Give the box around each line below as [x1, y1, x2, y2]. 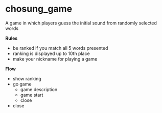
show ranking [12, 75, 42, 81]
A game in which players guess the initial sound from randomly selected [5, 20, 157, 26]
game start [20, 92, 43, 98]
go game [12, 81, 32, 87]
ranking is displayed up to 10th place [12, 50, 90, 56]
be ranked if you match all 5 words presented [12, 45, 108, 51]
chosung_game [5, 3, 73, 15]
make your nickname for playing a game [12, 55, 98, 62]
